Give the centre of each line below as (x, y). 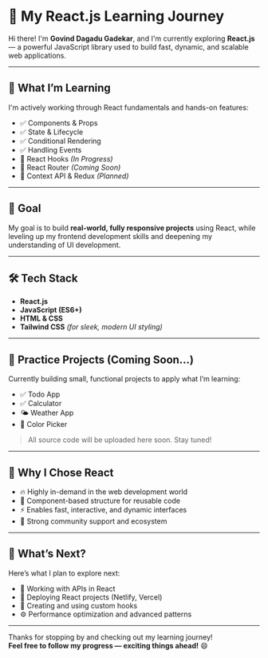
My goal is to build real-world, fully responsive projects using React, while (132, 228)
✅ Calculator (41, 404)
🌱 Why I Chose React (61, 472)
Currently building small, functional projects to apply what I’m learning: (124, 379)
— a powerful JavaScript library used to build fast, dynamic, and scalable (128, 46)
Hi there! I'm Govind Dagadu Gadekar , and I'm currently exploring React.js (132, 38)
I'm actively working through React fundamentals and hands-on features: (128, 107)
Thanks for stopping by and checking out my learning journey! (110, 637)
